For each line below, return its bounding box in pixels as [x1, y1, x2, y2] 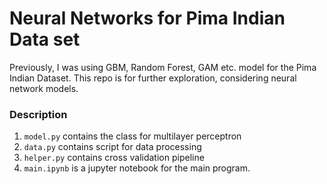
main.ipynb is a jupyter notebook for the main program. [23, 162, 251, 174]
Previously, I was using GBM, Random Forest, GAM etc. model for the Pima [9, 61, 317, 73]
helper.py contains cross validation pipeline [23, 152, 205, 164]
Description [9, 107, 68, 121]
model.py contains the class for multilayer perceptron [23, 130, 242, 142]
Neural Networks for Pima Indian [9, 7, 286, 30]
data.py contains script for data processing [23, 141, 202, 153]
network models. [9, 82, 79, 94]
